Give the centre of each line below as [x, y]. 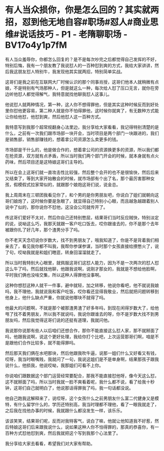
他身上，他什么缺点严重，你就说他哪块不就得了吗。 [56, 297]
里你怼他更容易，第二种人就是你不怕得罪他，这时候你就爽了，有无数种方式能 [82, 110]
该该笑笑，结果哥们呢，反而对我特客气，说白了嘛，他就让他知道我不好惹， [80, 421]
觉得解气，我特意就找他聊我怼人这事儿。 [71, 94]
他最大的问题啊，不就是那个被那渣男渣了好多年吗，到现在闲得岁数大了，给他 [82, 308]
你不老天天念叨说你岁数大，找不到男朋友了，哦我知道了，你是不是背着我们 [80, 240]
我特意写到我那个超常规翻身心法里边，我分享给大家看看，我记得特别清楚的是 [82, 127]
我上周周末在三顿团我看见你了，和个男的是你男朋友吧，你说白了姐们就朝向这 [82, 195]
